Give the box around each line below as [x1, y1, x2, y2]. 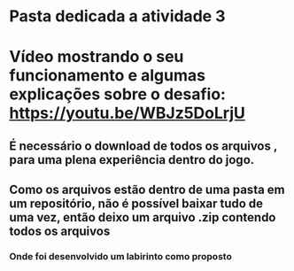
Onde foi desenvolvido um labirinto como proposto [9, 251, 232, 263]
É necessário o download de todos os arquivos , [9, 138, 277, 153]
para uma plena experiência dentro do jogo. [9, 152, 255, 167]
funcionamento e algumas [9, 66, 206, 86]
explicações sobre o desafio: [9, 84, 226, 105]
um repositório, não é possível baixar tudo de [9, 197, 264, 212]
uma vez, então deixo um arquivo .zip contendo [9, 210, 276, 225]
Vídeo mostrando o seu [9, 47, 184, 67]
